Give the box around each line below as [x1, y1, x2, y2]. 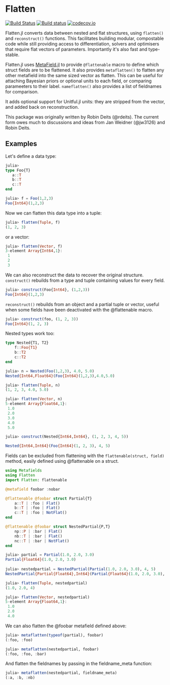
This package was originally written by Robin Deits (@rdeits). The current [5, 113, 159, 120]
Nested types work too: [5, 330, 54, 337]
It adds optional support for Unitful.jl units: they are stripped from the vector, [5, 98, 165, 105]
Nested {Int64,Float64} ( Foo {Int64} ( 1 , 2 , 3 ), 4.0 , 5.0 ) [5, 373, 115, 379]
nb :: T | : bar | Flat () [14, 533, 63, 539]
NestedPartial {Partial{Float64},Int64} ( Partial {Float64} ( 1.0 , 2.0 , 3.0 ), [5, 571, 165, 576]
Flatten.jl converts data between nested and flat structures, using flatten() [5, 30, 164, 36]
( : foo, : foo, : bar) [5, 651, 47, 656]
